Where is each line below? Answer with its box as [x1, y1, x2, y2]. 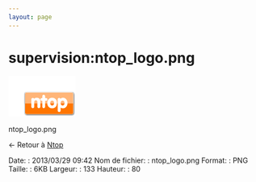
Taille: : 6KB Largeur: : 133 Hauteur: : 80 [8, 163, 141, 173]
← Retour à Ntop [8, 139, 64, 149]
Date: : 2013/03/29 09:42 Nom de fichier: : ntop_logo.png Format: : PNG [8, 155, 249, 165]
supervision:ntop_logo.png [8, 48, 195, 67]
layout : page [8, 13, 52, 21]
